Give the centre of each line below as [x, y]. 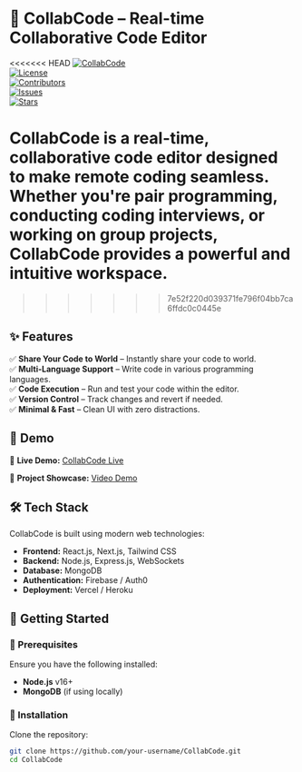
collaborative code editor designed [144, 158]
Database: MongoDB [62, 570]
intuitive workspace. [88, 274]
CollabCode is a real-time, [109, 139]
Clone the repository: [49, 735]
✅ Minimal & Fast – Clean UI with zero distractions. [105, 409]
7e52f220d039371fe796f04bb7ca [230, 298]
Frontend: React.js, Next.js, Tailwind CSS [99, 551]
